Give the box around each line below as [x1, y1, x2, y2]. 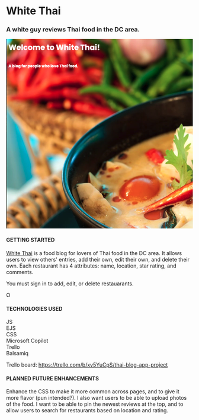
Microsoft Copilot [6, 337, 49, 345]
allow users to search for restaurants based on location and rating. [6, 407, 169, 414]
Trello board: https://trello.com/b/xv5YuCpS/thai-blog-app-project [6, 361, 168, 368]
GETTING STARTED [6, 236, 55, 244]
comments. [6, 268, 34, 275]
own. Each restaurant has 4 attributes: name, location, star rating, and [6, 262, 176, 269]
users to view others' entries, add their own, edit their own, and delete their [6, 256, 190, 263]
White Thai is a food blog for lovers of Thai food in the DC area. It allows [6, 249, 182, 256]
